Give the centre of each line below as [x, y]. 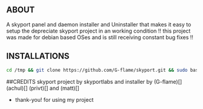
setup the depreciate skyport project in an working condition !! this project [98, 31]
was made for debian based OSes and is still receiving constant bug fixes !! [100, 37]
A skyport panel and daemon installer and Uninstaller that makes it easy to [99, 24]
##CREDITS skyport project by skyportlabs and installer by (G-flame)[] [94, 81]
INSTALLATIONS [38, 56]
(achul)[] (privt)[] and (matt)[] [43, 88]
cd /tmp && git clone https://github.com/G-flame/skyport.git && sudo [97, 70]
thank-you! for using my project [54, 99]
